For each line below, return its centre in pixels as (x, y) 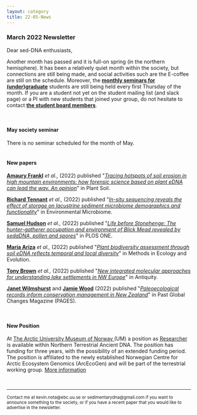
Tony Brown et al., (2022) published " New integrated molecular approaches (99, 271)
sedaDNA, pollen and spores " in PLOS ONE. (60, 236)
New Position (23, 325)
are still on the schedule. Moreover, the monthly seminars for (81, 80)
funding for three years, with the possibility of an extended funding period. (96, 351)
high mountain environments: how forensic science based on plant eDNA (95, 182)
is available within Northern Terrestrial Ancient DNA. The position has (90, 345)
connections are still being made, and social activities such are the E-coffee (98, 74)
